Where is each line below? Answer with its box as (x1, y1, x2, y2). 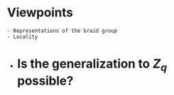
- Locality (7, 33, 38, 40)
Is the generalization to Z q (16, 56, 167, 74)
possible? (16, 73, 74, 88)
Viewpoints (7, 5, 74, 21)
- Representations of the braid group (7, 27, 117, 34)
